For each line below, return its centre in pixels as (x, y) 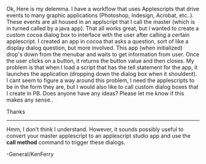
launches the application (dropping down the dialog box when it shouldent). (102, 74)
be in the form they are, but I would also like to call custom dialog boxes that (102, 87)
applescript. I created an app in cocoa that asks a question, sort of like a (97, 41)
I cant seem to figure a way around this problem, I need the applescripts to (101, 80)
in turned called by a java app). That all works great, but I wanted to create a (103, 28)
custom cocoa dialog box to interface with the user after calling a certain (98, 35)
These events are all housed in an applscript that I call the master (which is (101, 22)
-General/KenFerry (30, 154)
